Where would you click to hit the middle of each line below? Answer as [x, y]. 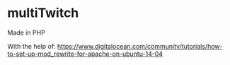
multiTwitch [43, 13]
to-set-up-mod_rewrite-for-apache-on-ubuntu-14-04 [85, 54]
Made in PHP [27, 32]
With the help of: [31, 46]
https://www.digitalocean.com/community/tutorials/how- [140, 46]
